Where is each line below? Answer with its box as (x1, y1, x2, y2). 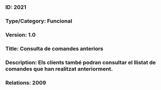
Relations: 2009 (5, 79, 46, 86)
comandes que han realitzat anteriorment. (5, 65, 113, 73)
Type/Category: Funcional (5, 17, 73, 24)
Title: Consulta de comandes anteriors (5, 45, 104, 52)
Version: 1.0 (5, 31, 36, 38)
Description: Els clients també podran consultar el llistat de (5, 59, 156, 66)
